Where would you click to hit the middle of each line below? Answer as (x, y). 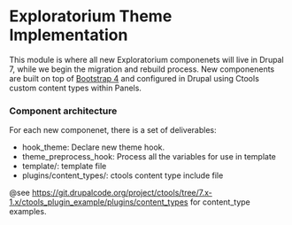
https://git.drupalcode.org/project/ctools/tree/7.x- (122, 193)
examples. (28, 212)
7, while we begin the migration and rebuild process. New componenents (142, 69)
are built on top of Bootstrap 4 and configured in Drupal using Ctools (134, 78)
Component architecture (63, 111)
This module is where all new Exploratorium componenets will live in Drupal (147, 59)
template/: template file (64, 167)
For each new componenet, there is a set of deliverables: (113, 130)
